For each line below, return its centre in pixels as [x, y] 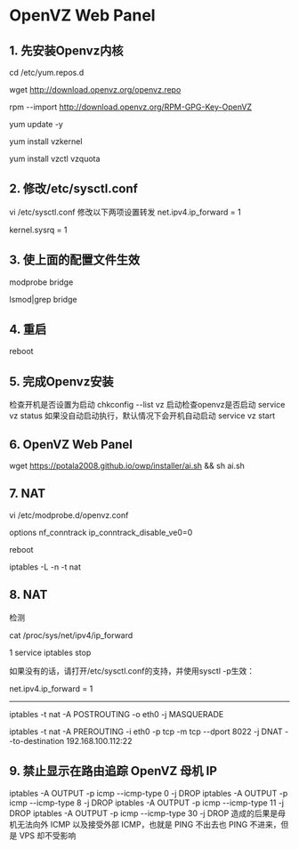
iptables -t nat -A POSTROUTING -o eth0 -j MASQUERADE [117, 714]
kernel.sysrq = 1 [38, 230]
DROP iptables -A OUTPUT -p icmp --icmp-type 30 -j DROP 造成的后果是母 [148, 813]
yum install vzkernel [46, 141]
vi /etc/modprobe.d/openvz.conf [69, 515]
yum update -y [36, 124]
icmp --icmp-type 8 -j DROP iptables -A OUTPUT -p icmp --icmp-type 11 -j [147, 803]
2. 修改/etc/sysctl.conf [73, 189]
